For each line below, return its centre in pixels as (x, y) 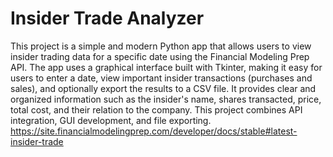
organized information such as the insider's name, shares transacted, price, (166, 99)
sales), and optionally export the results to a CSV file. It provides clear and (163, 88)
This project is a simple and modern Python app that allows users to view (161, 46)
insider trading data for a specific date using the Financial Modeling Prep (160, 56)
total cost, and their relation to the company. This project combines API (156, 109)
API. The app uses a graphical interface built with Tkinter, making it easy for (166, 67)
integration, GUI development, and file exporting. (111, 120)
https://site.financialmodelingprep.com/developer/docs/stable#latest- (154, 131)
